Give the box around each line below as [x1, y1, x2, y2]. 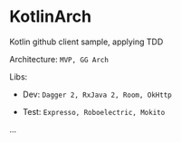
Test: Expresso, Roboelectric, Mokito [22, 106, 166, 117]
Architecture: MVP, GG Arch [9, 53, 109, 64]
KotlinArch [9, 6, 92, 27]
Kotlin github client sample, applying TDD [9, 36, 164, 47]
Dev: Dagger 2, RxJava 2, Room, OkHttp [22, 89, 172, 99]
